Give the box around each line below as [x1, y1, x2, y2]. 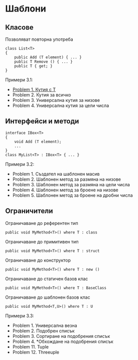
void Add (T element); [14, 139, 62, 144]
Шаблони [5, 3, 46, 15]
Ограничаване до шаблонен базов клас [5, 294, 90, 300]
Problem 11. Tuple [12, 343, 49, 349]
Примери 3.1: [5, 77, 33, 83]
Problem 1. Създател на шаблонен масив [12, 171, 100, 177]
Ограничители [5, 207, 53, 215]
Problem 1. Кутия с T [12, 86, 56, 92]
